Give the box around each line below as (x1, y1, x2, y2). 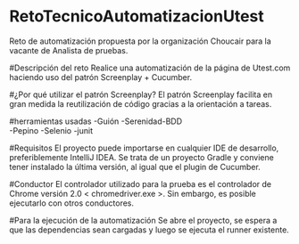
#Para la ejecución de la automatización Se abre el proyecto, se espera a (9, 215, 278, 225)
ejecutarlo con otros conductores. (9, 198, 135, 208)
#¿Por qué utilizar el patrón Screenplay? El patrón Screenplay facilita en (9, 89, 273, 100)
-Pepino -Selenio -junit (9, 125, 94, 135)
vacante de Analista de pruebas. (9, 45, 129, 55)
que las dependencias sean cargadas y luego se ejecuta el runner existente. (9, 224, 290, 235)
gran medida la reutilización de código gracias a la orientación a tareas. (9, 98, 272, 109)
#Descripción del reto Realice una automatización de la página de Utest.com (9, 62, 291, 73)
